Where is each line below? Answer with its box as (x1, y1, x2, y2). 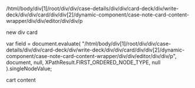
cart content (6, 76, 37, 83)
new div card (6, 29, 38, 36)
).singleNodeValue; (6, 65, 52, 72)
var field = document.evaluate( (6, 40, 81, 47)
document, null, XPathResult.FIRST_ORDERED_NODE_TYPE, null (6, 59, 161, 66)
